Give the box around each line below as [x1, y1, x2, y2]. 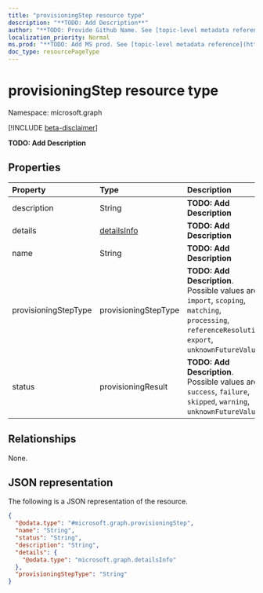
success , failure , [186, 386, 250, 397]
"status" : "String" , [15, 534, 82, 542]
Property [12, 184, 46, 195]
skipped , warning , [186, 396, 250, 407]
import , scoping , [186, 295, 247, 306]
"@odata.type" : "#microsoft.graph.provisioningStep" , [15, 519, 194, 527]
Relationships [8, 433, 77, 446]
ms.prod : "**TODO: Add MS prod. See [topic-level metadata [8, 41, 205, 49]
